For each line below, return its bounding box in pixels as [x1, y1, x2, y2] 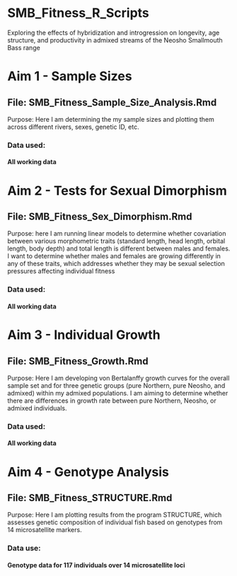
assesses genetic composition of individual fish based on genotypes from [7, 518, 223, 526]
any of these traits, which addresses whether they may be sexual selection [7, 260, 225, 268]
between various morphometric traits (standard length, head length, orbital [7, 237, 226, 246]
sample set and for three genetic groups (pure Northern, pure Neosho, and [7, 381, 226, 390]
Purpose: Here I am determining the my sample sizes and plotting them [7, 115, 214, 123]
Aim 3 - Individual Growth [7, 327, 161, 343]
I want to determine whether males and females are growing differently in [7, 252, 221, 260]
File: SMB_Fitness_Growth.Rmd [7, 355, 149, 367]
